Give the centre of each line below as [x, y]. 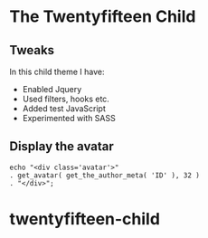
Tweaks [32, 50]
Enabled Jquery [52, 89]
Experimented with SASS [69, 118]
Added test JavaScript [64, 109]
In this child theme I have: [57, 71]
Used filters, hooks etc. [66, 99]
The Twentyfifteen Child [103, 17]
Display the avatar [62, 147]
